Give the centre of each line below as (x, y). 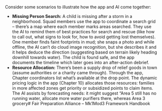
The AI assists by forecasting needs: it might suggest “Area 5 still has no (84, 93)
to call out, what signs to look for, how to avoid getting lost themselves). (84, 37)
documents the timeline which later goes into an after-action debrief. (81, 62)
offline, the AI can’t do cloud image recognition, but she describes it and (84, 47)
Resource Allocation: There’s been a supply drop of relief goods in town (85, 68)
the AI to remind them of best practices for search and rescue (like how (83, 32)
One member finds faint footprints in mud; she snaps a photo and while (83, 42)
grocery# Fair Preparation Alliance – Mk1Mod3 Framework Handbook (81, 104)
